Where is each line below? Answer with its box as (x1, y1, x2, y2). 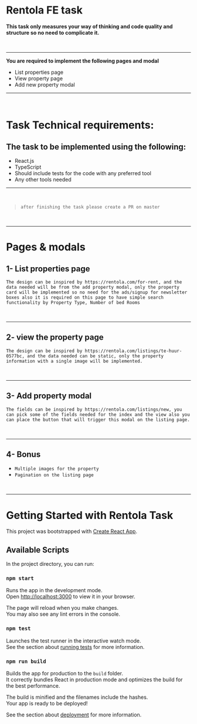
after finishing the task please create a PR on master (20, 204, 160, 210)
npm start (6, 575, 34, 582)
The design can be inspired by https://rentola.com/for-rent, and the (6, 279, 182, 285)
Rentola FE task (6, 4, 83, 17)
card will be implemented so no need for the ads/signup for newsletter (6, 289, 188, 295)
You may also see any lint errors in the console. (6, 610, 120, 618)
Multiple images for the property (14, 466, 99, 472)
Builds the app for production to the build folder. (6, 670, 124, 677)
